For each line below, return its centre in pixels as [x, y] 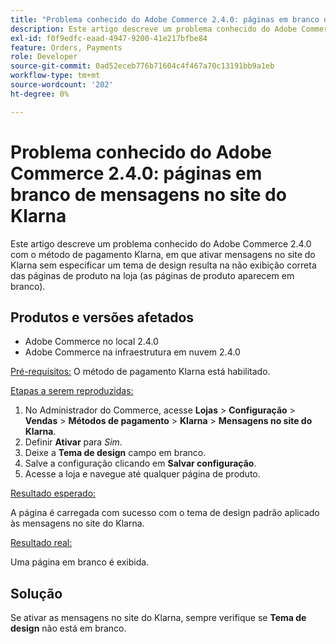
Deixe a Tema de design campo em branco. [115, 453]
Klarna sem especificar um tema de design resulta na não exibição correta [163, 265]
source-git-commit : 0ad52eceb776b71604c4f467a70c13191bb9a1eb [142, 66]
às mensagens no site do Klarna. [77, 523]
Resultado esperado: [53, 493]
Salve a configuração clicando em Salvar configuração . [140, 463]
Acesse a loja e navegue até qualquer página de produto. [142, 474]
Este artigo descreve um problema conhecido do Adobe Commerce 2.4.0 [161, 243]
